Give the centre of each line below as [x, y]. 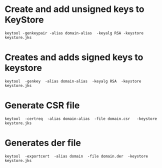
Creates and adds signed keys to [74, 57]
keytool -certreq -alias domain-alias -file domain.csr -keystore [81, 118]
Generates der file [43, 143]
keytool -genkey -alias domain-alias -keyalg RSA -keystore [73, 81]
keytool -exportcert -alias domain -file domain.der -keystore [76, 156]
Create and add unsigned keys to [74, 9]
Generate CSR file [42, 105]
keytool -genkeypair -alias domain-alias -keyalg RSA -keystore [74, 33]
